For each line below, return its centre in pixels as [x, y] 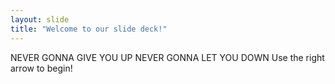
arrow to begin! [41, 68]
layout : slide [40, 19]
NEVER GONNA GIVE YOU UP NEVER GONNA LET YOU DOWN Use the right [167, 57]
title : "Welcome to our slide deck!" [89, 29]
